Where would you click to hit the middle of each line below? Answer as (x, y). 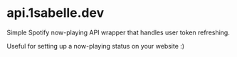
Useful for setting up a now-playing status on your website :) (96, 46)
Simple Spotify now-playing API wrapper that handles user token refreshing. (118, 32)
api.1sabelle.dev (56, 13)
